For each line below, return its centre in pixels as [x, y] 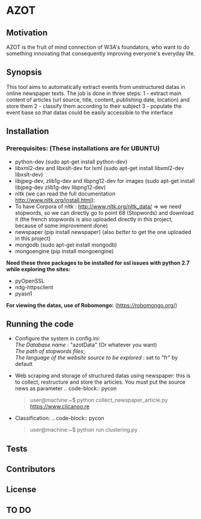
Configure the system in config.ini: [58, 339]
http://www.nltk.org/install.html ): [55, 200]
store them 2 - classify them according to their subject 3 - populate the [94, 106]
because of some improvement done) [61, 226]
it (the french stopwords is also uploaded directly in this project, [94, 219]
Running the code [40, 324]
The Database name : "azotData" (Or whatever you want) [86, 345]
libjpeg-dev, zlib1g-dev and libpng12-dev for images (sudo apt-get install [105, 180]
